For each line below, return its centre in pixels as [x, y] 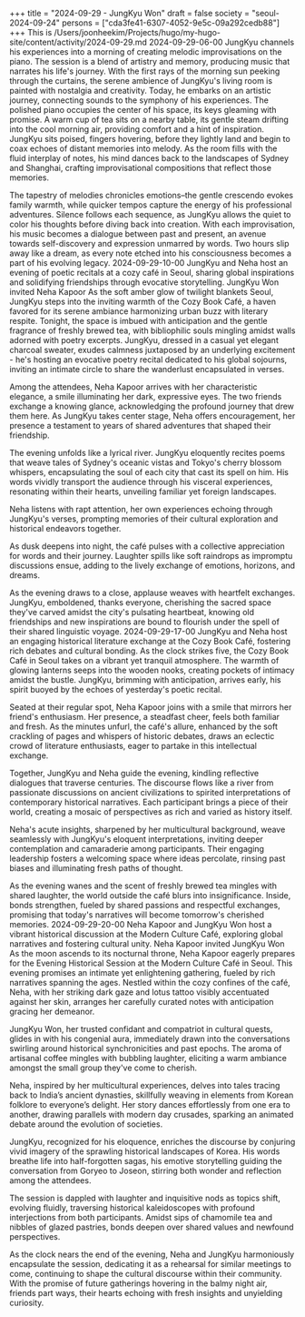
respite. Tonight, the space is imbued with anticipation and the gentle [138, 321]
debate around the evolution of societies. [86, 1124]
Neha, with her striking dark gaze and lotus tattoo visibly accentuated [139, 992]
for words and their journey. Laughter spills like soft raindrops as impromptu [151, 556]
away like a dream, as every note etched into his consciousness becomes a [151, 253]
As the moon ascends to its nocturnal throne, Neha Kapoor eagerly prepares [152, 953]
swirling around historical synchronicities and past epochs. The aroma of [146, 1049]
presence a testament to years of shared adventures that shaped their [140, 425]
